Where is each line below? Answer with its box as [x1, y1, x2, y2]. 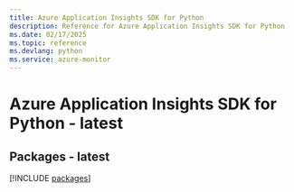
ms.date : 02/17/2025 [9, 30, 88, 39]
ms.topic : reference [9, 38, 88, 48]
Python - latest [9, 114, 124, 133]
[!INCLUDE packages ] [9, 173, 91, 183]
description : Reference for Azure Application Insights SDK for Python [9, 22, 285, 31]
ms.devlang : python [9, 47, 83, 56]
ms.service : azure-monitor [9, 55, 111, 64]
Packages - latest [9, 149, 110, 164]
